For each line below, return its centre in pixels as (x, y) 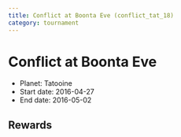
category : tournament (44, 23)
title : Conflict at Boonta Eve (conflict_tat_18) (91, 15)
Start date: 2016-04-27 (57, 92)
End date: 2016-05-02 (55, 100)
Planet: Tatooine (46, 83)
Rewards (30, 125)
